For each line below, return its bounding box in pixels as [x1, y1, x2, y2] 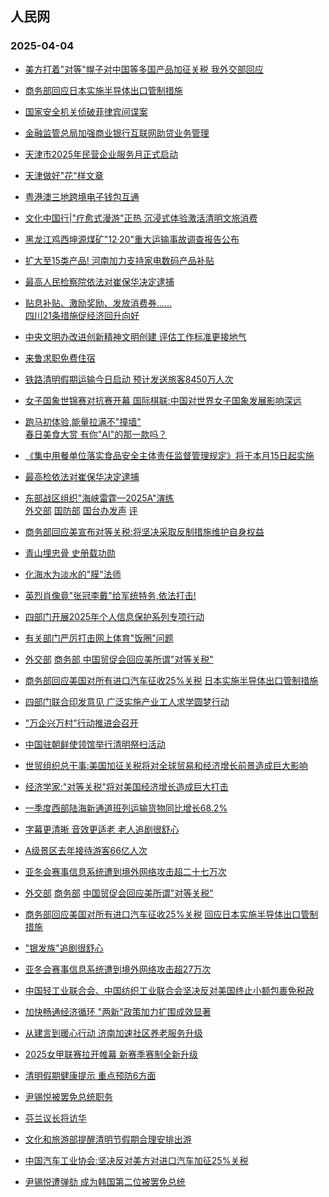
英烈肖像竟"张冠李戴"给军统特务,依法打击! [24, 589, 197, 601]
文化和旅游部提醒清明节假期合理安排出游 [24, 1133, 192, 1145]
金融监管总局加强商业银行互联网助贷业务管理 [24, 127, 210, 139]
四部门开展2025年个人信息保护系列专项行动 [24, 610, 205, 622]
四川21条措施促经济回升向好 [24, 309, 140, 321]
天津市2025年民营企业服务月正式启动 [24, 148, 179, 160]
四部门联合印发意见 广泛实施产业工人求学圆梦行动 [24, 695, 230, 707]
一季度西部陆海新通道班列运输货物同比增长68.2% [24, 802, 228, 814]
